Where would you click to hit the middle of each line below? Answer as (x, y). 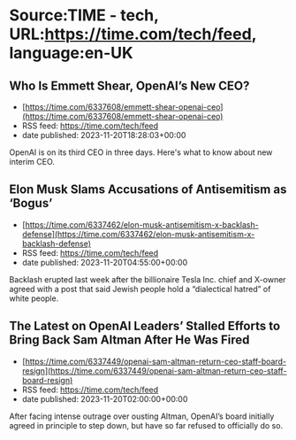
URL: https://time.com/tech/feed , (133, 34)
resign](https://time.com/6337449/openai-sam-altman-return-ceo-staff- (154, 371)
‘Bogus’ (31, 203)
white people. (34, 298)
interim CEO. (32, 162)
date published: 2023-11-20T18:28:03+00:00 (104, 135)
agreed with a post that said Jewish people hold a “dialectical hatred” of (140, 289)
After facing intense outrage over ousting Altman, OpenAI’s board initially (142, 416)
